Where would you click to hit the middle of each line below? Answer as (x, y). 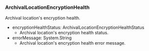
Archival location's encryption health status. (64, 33)
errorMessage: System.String (42, 38)
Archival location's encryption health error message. (73, 43)
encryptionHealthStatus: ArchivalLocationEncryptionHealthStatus (78, 27)
